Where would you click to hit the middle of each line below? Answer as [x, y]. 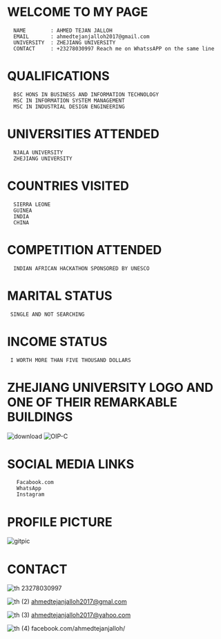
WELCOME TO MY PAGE [78, 12]
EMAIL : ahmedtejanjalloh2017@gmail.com [81, 36]
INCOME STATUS [57, 342]
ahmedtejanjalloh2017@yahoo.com [81, 615]
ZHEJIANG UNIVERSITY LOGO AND [110, 387]
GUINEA [23, 210]
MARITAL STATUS [60, 296]
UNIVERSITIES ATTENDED [84, 134]
